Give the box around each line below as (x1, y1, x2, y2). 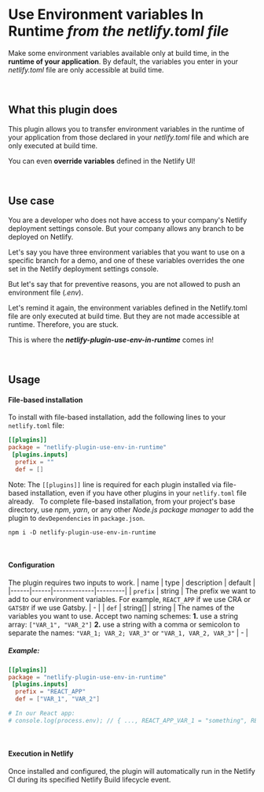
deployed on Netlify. (8, 232, 74, 241)
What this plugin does (8, 103, 118, 117)
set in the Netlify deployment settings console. (8, 264, 159, 273)
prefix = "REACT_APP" (15, 688, 86, 696)
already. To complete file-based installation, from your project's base (8, 496, 236, 506)
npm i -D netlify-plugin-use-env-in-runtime (8, 528, 156, 537)
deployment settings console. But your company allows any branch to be (8, 223, 244, 233)
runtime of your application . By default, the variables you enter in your (8, 57, 238, 66)
